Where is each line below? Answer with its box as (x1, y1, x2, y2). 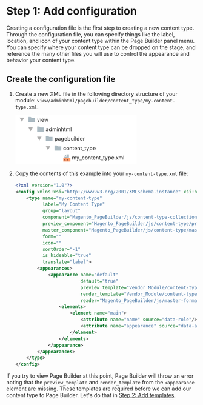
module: (15, 96, 36, 104)
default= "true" (80, 278, 119, 284)
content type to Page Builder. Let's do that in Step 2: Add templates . (6, 392, 176, 399)
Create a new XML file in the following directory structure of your (15, 90, 178, 98)
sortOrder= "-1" (42, 246, 81, 252)
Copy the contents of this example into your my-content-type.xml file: (15, 170, 188, 177)
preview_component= (42, 221, 92, 227)
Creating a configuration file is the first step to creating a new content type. (6, 24, 195, 32)
